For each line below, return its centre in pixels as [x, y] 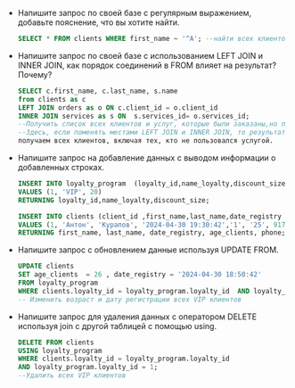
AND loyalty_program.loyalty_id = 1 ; [88, 367]
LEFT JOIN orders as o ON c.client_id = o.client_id [118, 107]
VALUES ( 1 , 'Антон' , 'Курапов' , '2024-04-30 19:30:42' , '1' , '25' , [143, 225]
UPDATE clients [46, 267]
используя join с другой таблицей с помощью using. [117, 326]
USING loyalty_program [60, 351]
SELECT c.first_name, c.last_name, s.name [98, 91]
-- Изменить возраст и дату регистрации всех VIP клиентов [130, 299]
